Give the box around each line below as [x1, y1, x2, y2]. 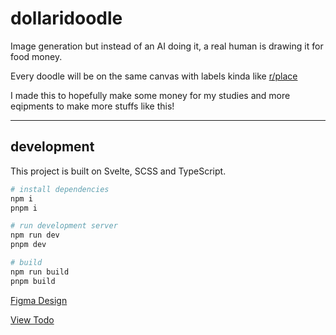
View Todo [10, 313, 55, 326]
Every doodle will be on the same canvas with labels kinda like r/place [10, 70, 298, 82]
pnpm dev [10, 240, 47, 250]
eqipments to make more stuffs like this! [10, 100, 175, 112]
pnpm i [10, 203, 38, 213]
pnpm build [10, 276, 56, 286]
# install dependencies [10, 184, 110, 194]
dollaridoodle [10, 7, 123, 30]
